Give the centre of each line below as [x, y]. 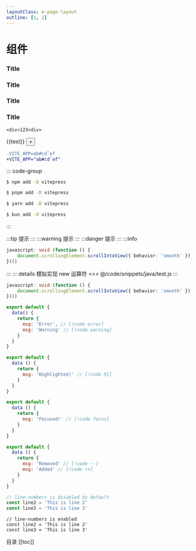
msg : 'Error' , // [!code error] [63, 324]
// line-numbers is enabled [42, 520]
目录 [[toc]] [20, 542]
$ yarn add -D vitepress [38, 204]
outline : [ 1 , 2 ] [27, 18]
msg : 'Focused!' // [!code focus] [66, 419]
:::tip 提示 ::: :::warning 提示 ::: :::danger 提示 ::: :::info [72, 239]
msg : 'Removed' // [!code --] [60, 464]
